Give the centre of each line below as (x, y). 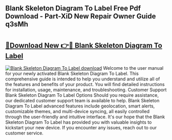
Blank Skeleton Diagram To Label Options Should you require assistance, (82, 95)
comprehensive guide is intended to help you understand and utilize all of (83, 79)
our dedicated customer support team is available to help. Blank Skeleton (82, 101)
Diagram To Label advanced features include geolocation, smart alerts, (80, 106)
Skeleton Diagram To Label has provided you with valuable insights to (79, 122)
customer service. (24, 133)
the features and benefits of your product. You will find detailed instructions (85, 84)
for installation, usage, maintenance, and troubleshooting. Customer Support (86, 90)
